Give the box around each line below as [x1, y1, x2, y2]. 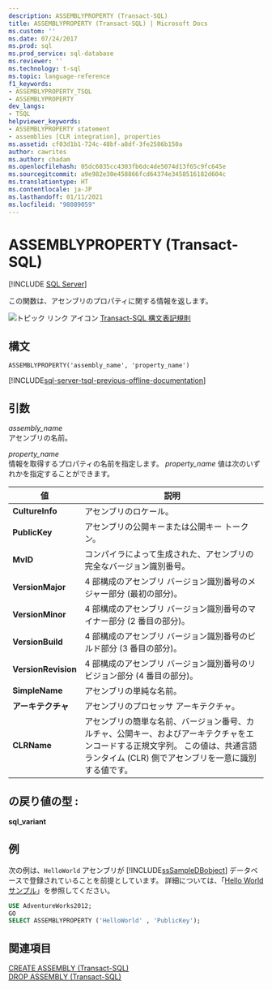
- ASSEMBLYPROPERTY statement [8, 125, 111, 133]
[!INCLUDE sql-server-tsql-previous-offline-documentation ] [8, 376, 206, 385]
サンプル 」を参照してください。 [8, 885, 115, 895]
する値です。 [84, 764, 134, 776]
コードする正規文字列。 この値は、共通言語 [92, 740, 257, 751]
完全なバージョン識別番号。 [84, 561, 190, 572]
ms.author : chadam [8, 155, 70, 163]
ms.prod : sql [8, 42, 53, 50]
